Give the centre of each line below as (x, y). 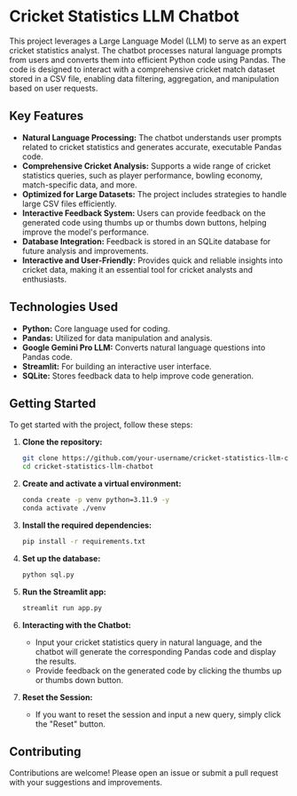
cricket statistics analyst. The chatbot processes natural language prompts (145, 50)
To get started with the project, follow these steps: (101, 425)
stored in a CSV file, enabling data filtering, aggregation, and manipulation (144, 78)
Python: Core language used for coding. (96, 328)
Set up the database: (61, 558)
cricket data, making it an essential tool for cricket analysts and (137, 269)
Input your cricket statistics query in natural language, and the (148, 642)
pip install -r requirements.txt (84, 541)
